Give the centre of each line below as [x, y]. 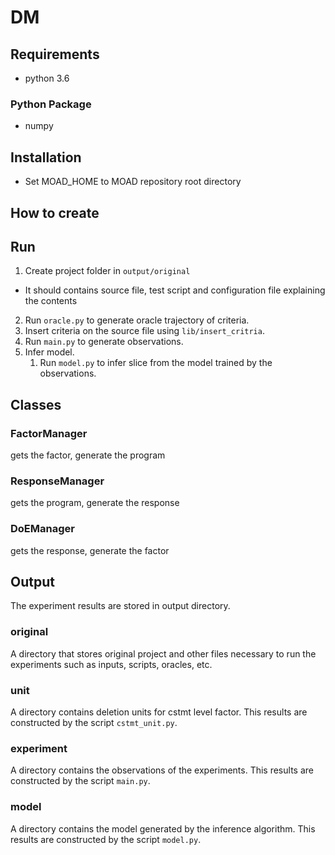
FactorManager [49, 433]
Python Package [51, 104]
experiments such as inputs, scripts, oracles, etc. [111, 664]
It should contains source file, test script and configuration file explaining [175, 290]
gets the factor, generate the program [88, 455]
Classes [36, 404]
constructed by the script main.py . [80, 781]
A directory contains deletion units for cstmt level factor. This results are [159, 712]
